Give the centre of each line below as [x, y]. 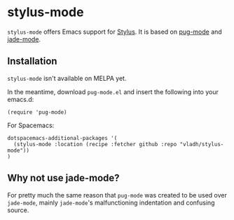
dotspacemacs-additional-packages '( [62, 138]
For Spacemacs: [31, 125]
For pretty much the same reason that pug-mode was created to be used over [117, 195]
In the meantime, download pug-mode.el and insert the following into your [113, 91]
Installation [32, 62]
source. [18, 210]
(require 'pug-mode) [37, 112]
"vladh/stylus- [202, 144]
